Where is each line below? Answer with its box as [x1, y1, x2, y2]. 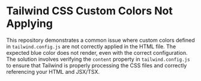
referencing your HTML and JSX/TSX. [6, 68, 100, 75]
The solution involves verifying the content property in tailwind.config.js [6, 55, 190, 63]
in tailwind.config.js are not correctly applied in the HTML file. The [6, 43, 176, 50]
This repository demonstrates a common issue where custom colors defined [6, 36, 195, 43]
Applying [6, 17, 53, 30]
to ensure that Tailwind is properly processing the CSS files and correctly [6, 61, 187, 69]
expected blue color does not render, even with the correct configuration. [6, 49, 188, 56]
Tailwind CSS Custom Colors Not [6, 4, 173, 18]
